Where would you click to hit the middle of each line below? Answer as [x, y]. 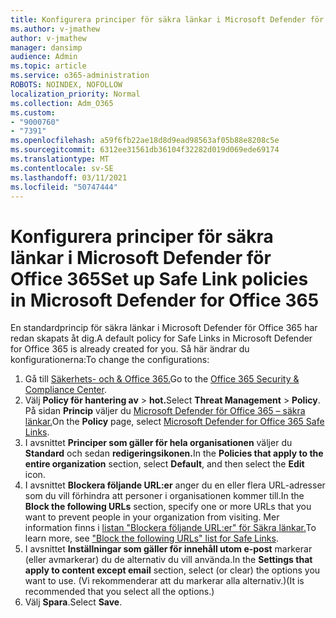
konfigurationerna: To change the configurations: [110, 360]
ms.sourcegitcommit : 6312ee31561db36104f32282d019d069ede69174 [145, 150]
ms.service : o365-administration [80, 76]
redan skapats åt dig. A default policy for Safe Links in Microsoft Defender [161, 338]
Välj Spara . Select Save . [73, 602]
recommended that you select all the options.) [119, 592]
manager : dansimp [46, 47]
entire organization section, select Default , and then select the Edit [164, 464]
